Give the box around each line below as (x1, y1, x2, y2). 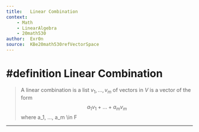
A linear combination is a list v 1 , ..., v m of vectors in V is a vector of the (20, 86, 191, 95)
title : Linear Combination (6, 8, 78, 15)
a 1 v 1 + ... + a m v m (86, 103, 127, 112)
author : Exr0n (6, 36, 44, 42)
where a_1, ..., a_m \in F (20, 114, 78, 121)
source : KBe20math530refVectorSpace (6, 42, 99, 48)
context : (6, 14, 28, 20)
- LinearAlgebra (17, 25, 57, 31)
